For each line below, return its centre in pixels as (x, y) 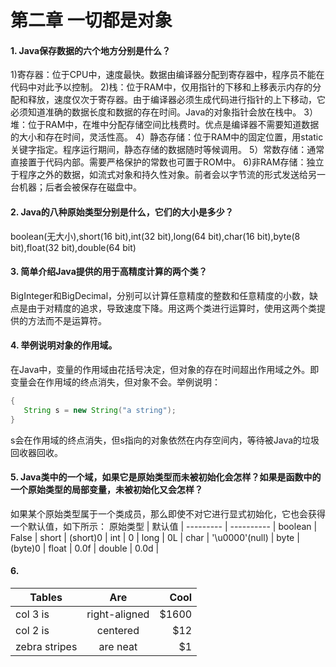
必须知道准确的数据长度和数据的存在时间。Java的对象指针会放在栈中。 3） (164, 112)
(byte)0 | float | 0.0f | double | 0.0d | (85, 548)
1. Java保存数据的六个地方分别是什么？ (91, 50)
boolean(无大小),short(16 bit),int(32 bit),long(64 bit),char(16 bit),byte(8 (155, 236)
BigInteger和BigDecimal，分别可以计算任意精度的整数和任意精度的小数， (160, 295)
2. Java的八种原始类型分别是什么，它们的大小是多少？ (122, 212)
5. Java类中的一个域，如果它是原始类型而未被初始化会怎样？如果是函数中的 (166, 477)
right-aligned (118, 614)
